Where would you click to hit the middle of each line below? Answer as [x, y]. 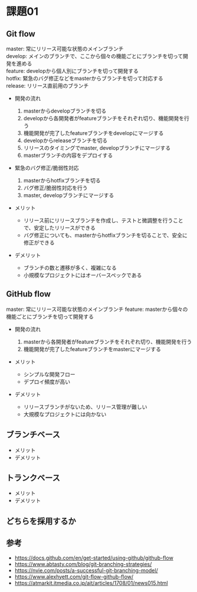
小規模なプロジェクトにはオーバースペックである [83, 275]
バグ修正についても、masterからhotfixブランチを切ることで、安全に [105, 235]
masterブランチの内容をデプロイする [68, 155]
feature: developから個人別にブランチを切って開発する [72, 71]
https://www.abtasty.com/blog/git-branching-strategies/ [83, 564]
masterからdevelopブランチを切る [65, 111]
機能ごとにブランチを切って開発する [50, 316]
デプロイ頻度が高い [47, 381]
